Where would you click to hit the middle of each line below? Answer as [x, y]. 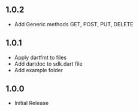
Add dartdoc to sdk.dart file [48, 64]
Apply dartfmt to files [40, 57]
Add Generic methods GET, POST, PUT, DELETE [74, 24]
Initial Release [31, 103]
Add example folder [39, 70]
